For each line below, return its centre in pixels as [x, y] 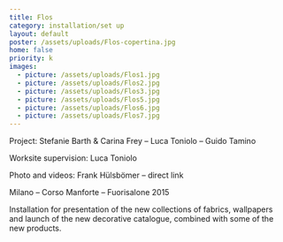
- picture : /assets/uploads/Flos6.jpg [89, 108]
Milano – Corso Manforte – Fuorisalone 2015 [89, 193]
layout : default [39, 34]
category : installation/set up [67, 26]
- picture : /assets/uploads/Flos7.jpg [89, 116]
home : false [31, 50]
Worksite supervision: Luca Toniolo [73, 158]
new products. [35, 228]
